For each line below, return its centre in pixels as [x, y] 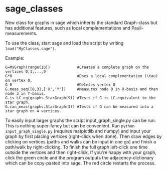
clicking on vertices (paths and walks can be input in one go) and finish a [81, 141]
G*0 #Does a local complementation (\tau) [81, 76]
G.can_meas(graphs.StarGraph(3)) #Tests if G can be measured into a [79, 107]
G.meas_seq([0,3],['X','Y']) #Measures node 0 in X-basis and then [81, 89]
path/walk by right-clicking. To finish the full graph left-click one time [76, 147]
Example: [15, 58]
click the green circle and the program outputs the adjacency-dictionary [79, 157]
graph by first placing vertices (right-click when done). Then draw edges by [83, 136]
